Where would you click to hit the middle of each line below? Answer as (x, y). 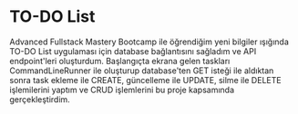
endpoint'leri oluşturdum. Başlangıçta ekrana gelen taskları (120, 61)
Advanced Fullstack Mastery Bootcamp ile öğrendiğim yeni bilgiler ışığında (149, 42)
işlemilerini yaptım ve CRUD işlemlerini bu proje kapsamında (122, 90)
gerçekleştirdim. (40, 99)
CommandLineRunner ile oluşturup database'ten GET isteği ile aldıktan (142, 71)
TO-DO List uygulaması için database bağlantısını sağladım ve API (133, 51)
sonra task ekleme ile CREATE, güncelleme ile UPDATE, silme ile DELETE (145, 80)
